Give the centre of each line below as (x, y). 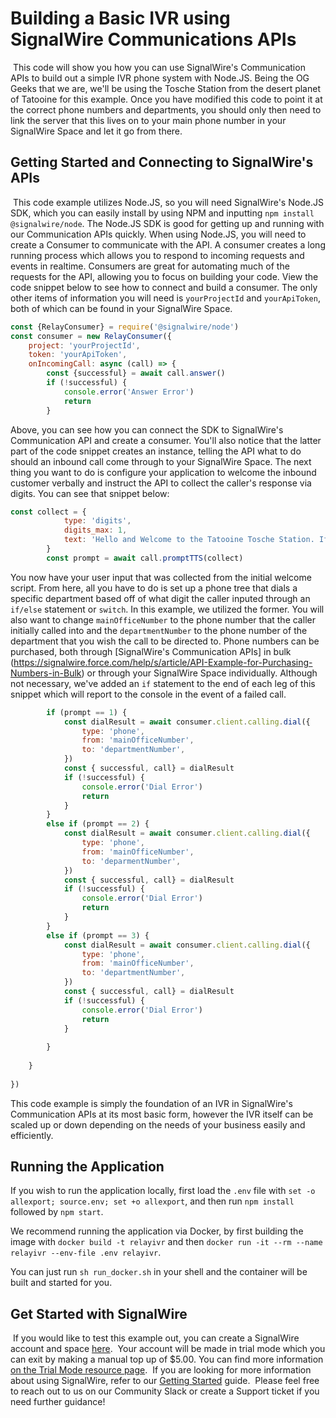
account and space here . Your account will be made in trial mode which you (168, 1349)
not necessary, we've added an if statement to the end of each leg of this (163, 683)
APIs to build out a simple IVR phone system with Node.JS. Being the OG (160, 78)
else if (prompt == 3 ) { (98, 935)
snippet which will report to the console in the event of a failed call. (148, 694)
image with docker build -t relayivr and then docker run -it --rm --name (166, 1242)
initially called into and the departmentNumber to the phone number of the (159, 630)
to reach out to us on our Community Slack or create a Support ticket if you (165, 1391)
